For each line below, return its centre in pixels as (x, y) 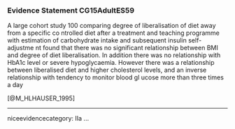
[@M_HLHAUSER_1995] (41, 98)
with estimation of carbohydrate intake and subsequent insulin (97, 40)
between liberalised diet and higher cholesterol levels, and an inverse (107, 70)
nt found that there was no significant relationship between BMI (127, 48)
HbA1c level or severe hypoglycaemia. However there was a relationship (111, 63)
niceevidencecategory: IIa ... (48, 119)
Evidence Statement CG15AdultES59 (71, 10)
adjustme (21, 48)
